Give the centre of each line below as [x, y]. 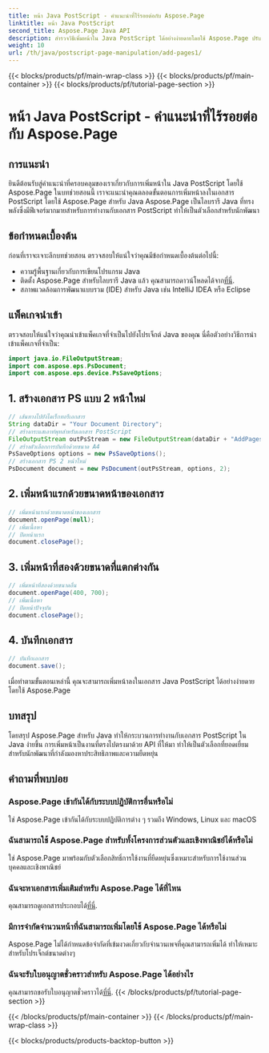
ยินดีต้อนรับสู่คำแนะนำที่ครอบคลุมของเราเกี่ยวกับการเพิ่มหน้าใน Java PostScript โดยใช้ [126, 183]
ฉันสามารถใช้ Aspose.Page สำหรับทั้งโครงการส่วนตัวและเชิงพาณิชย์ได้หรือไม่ [131, 840]
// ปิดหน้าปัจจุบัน [30, 608]
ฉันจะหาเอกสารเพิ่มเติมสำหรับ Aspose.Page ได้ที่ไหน [95, 888]
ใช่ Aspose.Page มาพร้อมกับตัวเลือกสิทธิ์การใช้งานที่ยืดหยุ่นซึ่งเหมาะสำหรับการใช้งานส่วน [127, 858]
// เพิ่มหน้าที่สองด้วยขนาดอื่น [42, 585]
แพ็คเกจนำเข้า [35, 315]
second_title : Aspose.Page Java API [69, 30]
